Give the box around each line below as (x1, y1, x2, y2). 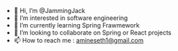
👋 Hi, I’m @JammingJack (13, 7, 85, 14)
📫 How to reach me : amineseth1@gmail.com (13, 37, 144, 44)
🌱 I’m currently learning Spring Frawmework (13, 21, 140, 29)
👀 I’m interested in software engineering (13, 14, 128, 22)
